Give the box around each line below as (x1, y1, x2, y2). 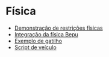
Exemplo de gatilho (14, 37, 63, 44)
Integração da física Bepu (14, 30, 79, 38)
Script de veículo (14, 44, 57, 51)
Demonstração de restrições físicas (14, 24, 103, 32)
